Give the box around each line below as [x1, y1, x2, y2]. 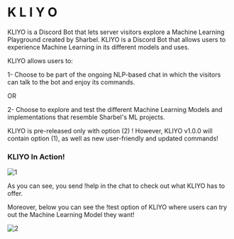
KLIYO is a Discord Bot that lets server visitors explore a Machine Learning [7, 28, 225, 36]
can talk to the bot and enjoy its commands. [7, 77, 135, 86]
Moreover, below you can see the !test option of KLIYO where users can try [7, 203, 228, 211]
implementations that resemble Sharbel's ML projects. [7, 113, 165, 121]
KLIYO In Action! [7, 152, 65, 162]
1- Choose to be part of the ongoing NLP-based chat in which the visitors [7, 70, 221, 79]
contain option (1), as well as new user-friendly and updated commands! [7, 134, 218, 143]
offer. [7, 189, 23, 198]
